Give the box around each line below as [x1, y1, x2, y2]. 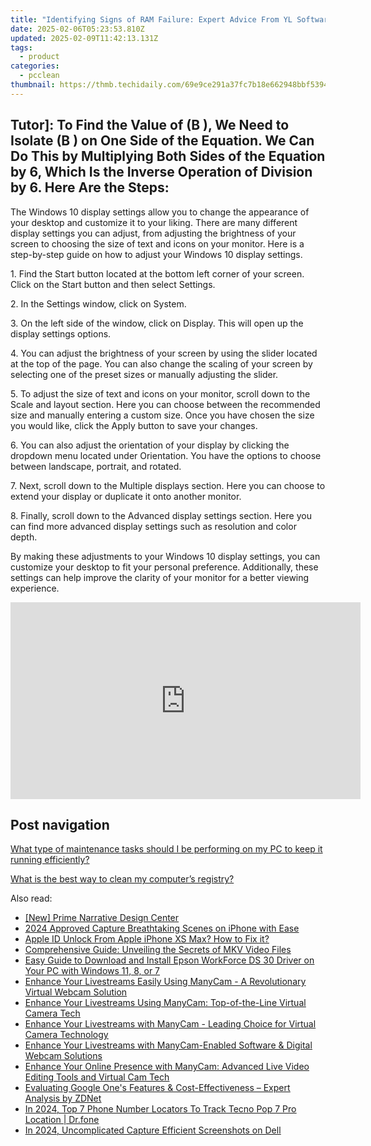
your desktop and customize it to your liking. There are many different [10, 216, 298, 228]
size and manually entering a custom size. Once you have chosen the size [10, 409, 315, 421]
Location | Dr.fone [24, 1114, 100, 1126]
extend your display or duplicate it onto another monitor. [10, 490, 242, 502]
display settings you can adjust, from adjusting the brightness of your [10, 227, 297, 239]
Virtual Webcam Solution [24, 986, 128, 998]
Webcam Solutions [24, 1050, 103, 1062]
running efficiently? [10, 854, 90, 866]
